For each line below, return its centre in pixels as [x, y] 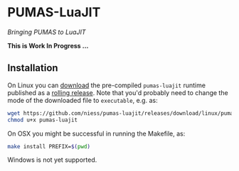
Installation [33, 68]
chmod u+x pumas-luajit [43, 120]
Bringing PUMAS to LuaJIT [47, 32]
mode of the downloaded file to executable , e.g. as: [83, 100]
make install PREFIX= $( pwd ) [49, 146]
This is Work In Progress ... [48, 45]
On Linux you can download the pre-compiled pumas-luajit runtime [107, 85]
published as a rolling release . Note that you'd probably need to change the [118, 92]
